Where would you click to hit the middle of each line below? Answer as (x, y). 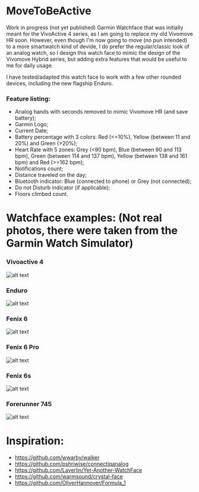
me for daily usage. (30, 65)
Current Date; (31, 131)
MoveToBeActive (49, 11)
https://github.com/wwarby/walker (57, 457)
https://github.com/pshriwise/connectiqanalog (72, 464)
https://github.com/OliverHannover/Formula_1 (70, 483)
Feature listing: (29, 98)
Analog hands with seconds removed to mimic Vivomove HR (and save (101, 112)
